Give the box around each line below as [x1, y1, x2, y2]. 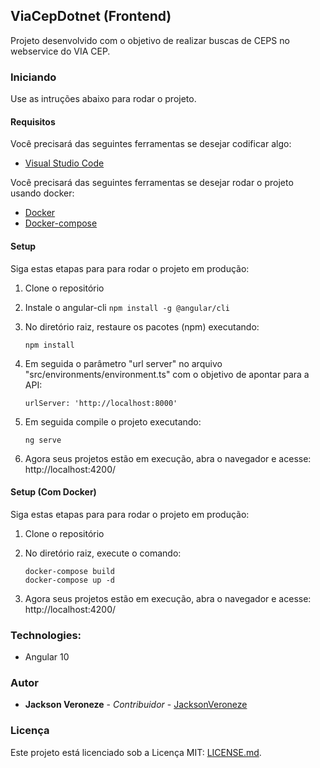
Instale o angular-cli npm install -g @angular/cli [24, 301, 230, 313]
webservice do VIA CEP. [10, 45, 111, 57]
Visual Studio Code [24, 157, 105, 169]
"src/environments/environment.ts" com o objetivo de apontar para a [24, 368, 310, 380]
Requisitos [10, 115, 56, 128]
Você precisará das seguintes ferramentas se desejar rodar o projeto [10, 177, 294, 189]
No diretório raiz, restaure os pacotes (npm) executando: [24, 320, 260, 333]
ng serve [24, 435, 62, 445]
